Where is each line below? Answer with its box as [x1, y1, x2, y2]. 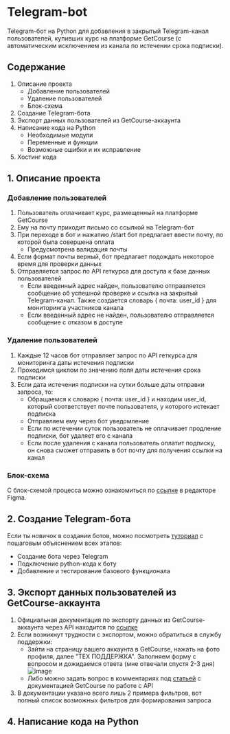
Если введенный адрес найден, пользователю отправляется [27, 282, 206, 290]
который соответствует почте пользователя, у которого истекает [27, 402, 220, 410]
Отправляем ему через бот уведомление [27, 416, 150, 425]
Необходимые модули [27, 131, 93, 139]
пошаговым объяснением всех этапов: [7, 539, 122, 547]
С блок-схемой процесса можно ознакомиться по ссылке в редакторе [7, 486, 216, 495]
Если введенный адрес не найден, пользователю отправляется [27, 311, 215, 320]
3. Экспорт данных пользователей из [7, 587, 176, 599]
